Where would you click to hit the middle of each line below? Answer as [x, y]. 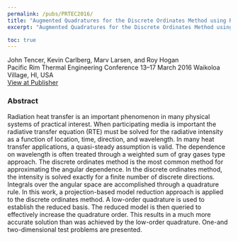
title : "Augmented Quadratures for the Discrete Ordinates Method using [117, 21]
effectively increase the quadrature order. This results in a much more [109, 214]
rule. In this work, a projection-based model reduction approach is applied [115, 191]
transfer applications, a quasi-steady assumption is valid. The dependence [116, 147]
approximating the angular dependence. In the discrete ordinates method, [115, 169]
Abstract [23, 101]
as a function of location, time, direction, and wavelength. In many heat [111, 139]
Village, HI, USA [30, 75]
